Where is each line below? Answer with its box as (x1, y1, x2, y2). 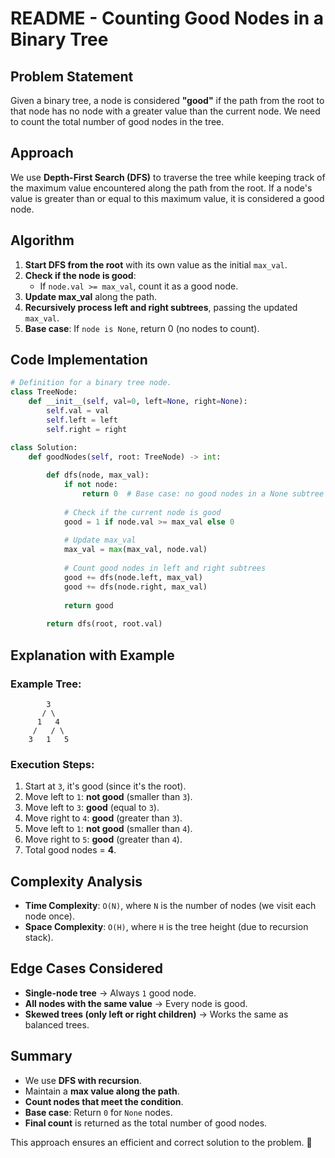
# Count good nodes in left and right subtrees (63, 563, 267, 574)
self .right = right (46, 424, 128, 434)
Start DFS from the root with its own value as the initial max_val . (24, 258, 288, 271)
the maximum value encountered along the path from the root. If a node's (10, 182, 313, 194)
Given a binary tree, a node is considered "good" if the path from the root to (10, 95, 325, 106)
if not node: (63, 480, 118, 490)
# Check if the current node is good (63, 507, 222, 517)
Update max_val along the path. (24, 290, 158, 302)
